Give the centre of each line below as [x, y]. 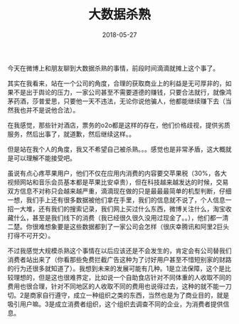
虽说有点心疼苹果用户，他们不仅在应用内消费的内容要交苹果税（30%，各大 [117, 173]
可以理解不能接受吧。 [44, 158]
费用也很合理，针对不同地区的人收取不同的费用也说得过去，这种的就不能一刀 [119, 286]
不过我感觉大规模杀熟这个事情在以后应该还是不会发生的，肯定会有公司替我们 [119, 251]
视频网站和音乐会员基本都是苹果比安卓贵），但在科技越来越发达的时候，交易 [118, 182]
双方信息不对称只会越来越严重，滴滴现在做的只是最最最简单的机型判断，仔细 [119, 191]
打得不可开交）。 [31, 235]
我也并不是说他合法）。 [46, 110]
